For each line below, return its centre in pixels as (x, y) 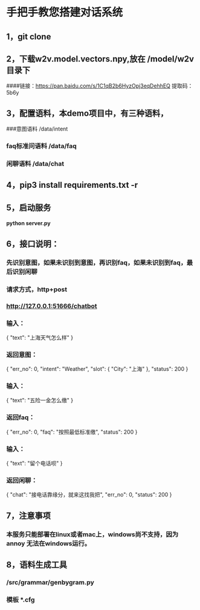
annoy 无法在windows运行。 (49, 543)
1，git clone (29, 37)
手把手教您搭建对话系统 (65, 12)
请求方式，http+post (37, 289)
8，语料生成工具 (37, 565)
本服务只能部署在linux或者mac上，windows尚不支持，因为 (92, 534)
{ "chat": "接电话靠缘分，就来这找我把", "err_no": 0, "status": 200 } (89, 495)
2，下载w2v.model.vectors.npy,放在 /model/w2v (100, 59)
